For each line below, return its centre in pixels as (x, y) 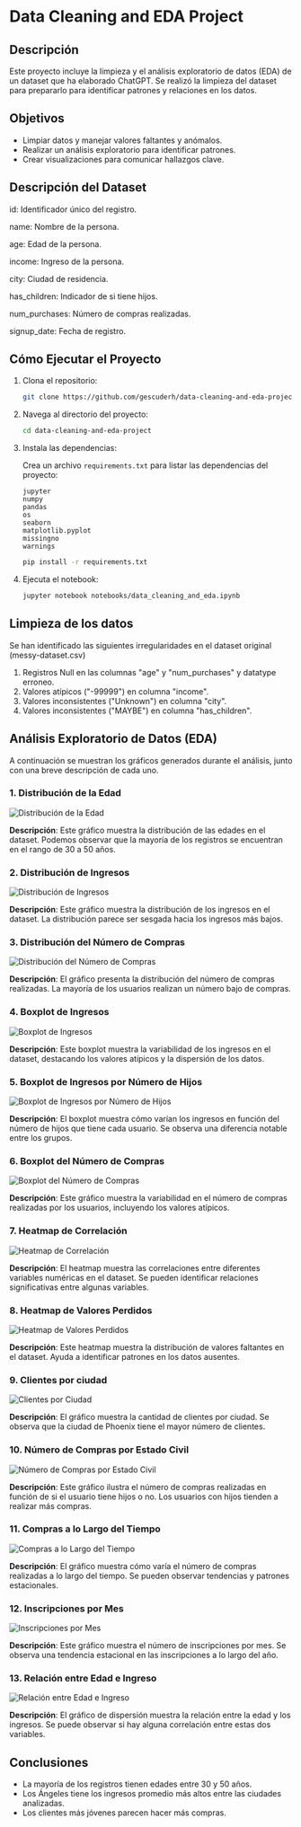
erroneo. (38, 682)
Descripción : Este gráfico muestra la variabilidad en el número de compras (148, 1198)
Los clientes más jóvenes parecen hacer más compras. (124, 1813)
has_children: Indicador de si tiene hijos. (84, 296)
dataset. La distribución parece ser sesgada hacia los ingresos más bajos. (146, 919)
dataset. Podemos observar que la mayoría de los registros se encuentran (146, 839)
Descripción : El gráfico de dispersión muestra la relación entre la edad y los (150, 1715)
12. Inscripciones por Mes (66, 1608)
